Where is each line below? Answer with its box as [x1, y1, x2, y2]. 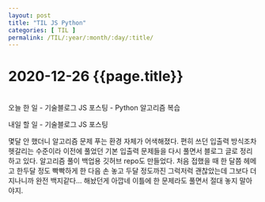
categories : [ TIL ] [8, 26, 77, 34]
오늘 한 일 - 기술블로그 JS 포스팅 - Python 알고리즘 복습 [8, 103, 180, 113]
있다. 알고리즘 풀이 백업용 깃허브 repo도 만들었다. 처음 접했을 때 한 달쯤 [22, 156, 242, 166]
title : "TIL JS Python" [8, 19, 87, 27]
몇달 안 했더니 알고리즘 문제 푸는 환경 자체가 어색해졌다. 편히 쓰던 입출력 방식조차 [8, 137, 257, 146]
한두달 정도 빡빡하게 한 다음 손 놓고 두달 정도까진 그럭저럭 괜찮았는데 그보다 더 [16, 166, 257, 176]
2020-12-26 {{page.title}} [8, 68, 184, 85]
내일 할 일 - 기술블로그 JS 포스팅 [8, 120, 108, 129]
